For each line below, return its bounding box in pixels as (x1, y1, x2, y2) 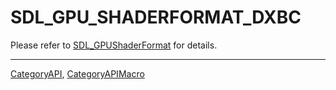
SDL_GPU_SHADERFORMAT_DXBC (10, 6, 302, 29)
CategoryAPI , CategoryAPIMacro (10, 67, 145, 80)
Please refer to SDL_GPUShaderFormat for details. (10, 39, 218, 51)
